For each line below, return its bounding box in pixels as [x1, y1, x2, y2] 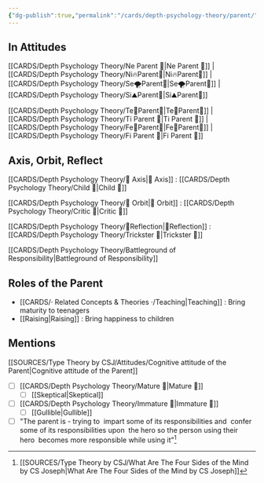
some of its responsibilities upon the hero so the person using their [19, 426, 238, 435]
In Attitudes [8, 41, 67, 54]
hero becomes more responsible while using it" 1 [19, 434, 177, 445]
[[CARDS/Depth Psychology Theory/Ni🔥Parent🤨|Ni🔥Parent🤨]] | [8, 70, 212, 79]
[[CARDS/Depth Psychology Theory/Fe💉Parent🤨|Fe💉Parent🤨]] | [8, 123, 214, 132]
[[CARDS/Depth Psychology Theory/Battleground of [8, 245, 177, 255]
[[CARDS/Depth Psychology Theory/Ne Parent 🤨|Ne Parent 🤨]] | [8, 61, 214, 71]
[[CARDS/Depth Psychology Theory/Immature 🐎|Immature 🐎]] [19, 399, 219, 408]
